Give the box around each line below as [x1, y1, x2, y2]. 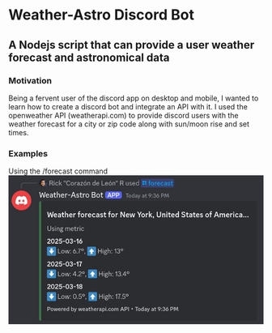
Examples [8, 147, 49, 159]
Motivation [8, 75, 53, 86]
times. [8, 127, 29, 137]
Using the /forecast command [8, 166, 108, 176]
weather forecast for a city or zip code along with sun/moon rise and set [8, 119, 249, 129]
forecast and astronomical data [8, 50, 170, 64]
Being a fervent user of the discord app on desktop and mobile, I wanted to [8, 93, 259, 103]
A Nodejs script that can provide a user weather [8, 38, 255, 52]
